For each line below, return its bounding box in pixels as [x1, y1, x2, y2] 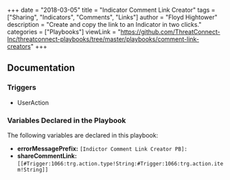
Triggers [7, 82, 36, 92]
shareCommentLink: [16, 151, 78, 160]
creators [7, 43, 31, 50]
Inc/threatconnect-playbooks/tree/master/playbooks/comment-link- [7, 35, 200, 43]
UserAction [16, 98, 49, 106]
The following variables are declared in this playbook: [7, 131, 159, 139]
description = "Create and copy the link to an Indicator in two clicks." [7, 21, 202, 28]
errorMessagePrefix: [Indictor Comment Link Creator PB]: [16, 144, 187, 153]
